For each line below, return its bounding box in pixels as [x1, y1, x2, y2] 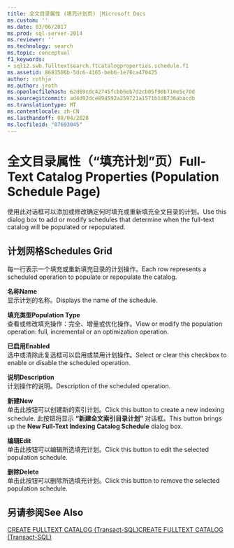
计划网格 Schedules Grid [7, 245, 113, 256]
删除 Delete [7, 467, 39, 477]
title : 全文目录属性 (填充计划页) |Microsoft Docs [7, 10, 146, 18]
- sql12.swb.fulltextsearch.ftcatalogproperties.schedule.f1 [7, 62, 189, 69]
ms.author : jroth [7, 82, 58, 89]
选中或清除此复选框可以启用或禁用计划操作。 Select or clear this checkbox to [7, 351, 227, 359]
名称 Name [7, 287, 37, 296]
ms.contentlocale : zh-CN [7, 108, 80, 115]
